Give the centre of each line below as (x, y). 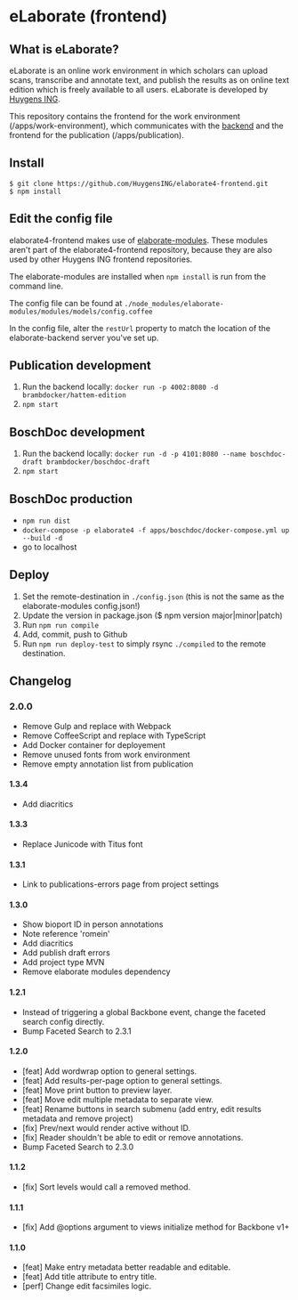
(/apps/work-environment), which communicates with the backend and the (147, 126)
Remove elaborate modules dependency (96, 971)
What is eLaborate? (64, 49)
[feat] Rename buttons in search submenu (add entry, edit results (142, 1109)
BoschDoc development (77, 432)
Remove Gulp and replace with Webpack (97, 726)
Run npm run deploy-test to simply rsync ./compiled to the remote (144, 644)
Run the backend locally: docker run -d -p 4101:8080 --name (134, 454)
